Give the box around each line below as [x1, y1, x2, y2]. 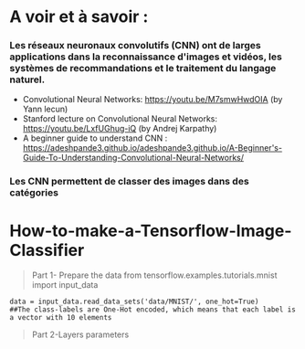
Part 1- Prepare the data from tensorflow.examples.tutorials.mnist [31, 270, 278, 280]
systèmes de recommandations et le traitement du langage [9, 62, 277, 75]
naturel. [9, 73, 46, 86]
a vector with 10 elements [9, 313, 112, 323]
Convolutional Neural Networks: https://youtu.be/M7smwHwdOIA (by [22, 94, 283, 105]
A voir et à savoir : [9, 6, 149, 27]
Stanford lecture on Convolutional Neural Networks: [22, 113, 217, 124]
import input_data [31, 280, 99, 291]
